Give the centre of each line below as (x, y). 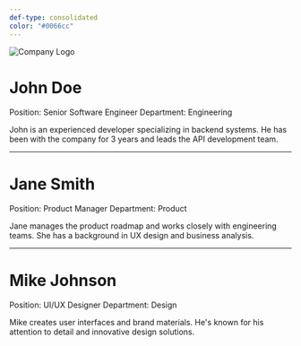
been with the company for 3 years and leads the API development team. (144, 139)
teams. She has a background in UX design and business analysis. (132, 236)
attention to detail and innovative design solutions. (102, 332)
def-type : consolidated (54, 17)
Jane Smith (52, 184)
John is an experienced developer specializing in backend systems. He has (148, 130)
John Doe (46, 87)
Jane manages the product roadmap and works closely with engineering (143, 226)
